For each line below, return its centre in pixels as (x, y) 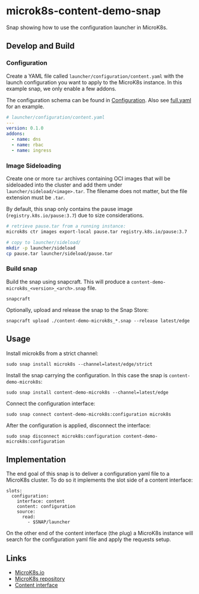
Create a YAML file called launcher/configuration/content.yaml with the (95, 76)
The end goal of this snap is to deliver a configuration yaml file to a (88, 474)
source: (26, 512)
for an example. (25, 106)
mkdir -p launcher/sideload (41, 248)
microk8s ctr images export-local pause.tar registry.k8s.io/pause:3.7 (97, 232)
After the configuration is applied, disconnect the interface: (78, 425)
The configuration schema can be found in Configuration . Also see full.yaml (99, 100)
